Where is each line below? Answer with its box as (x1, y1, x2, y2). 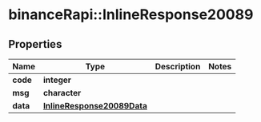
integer (42, 74, 72, 85)
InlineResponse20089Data (42, 100, 148, 111)
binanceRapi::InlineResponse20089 (8, 6, 254, 24)
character (42, 88, 82, 98)
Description (155, 61, 201, 72)
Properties (8, 37, 62, 51)
